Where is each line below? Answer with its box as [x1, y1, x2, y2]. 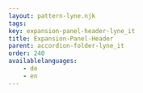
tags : [8, 19, 27, 27]
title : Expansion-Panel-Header [8, 34, 114, 43]
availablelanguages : [8, 57, 78, 66]
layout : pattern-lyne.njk [8, 11, 95, 20]
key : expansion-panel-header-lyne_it [8, 27, 136, 35]
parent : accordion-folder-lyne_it [8, 42, 125, 50]
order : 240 [8, 49, 45, 57]
